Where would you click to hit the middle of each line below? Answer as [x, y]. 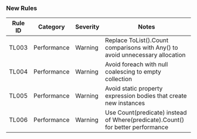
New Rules [22, 8]
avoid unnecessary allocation [145, 55]
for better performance [137, 127]
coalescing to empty [133, 72]
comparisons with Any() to [142, 48]
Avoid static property [134, 89]
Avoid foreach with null [137, 64]
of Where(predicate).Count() [145, 120]
